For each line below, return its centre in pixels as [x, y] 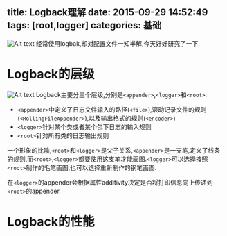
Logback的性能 [51, 221]
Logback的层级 [51, 74]
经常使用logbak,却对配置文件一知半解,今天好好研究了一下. [118, 43]
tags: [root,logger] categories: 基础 [84, 25]
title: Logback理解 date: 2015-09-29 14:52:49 [108, 12]
